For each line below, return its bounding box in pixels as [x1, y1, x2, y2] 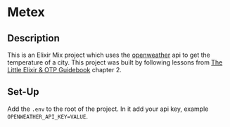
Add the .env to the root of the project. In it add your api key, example [7, 105, 209, 113]
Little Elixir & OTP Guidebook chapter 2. [7, 66, 122, 74]
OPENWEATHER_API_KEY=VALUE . [7, 112, 89, 120]
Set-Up [7, 86, 40, 98]
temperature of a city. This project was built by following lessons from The [7, 58, 223, 67]
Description [7, 32, 60, 44]
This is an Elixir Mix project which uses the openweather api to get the [7, 51, 211, 59]
